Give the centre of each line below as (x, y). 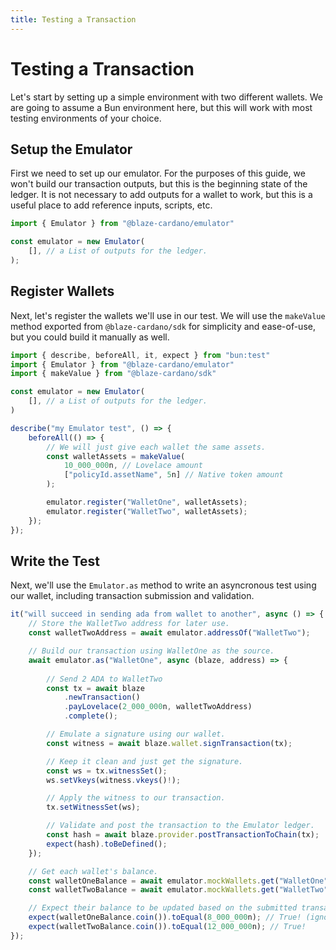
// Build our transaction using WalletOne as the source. (151, 651)
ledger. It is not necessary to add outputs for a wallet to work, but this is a (161, 195)
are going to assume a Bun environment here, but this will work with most (161, 107)
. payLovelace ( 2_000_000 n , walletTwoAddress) (158, 707)
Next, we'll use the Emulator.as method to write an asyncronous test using (163, 585)
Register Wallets (62, 291)
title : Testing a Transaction (73, 19)
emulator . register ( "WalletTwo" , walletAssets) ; (147, 511)
